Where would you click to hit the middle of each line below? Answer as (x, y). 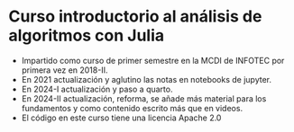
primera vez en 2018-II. (64, 70)
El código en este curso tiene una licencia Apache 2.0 (121, 118)
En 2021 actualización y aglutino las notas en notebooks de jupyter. (147, 79)
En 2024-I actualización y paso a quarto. (97, 89)
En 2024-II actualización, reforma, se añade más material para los (144, 98)
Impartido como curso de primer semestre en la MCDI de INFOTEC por (153, 60)
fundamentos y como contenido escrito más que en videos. (132, 108)
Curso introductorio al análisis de (135, 17)
